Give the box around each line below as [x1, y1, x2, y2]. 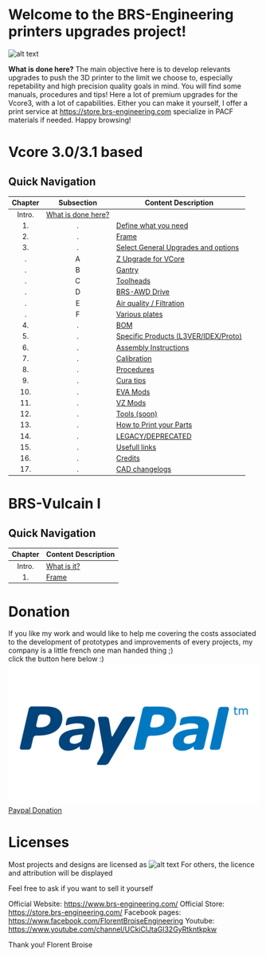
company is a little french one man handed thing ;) [8, 645, 174, 655]
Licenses [8, 833, 70, 852]
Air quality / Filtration [115, 298, 185, 308]
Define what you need [115, 221, 189, 230]
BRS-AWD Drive [115, 287, 170, 296]
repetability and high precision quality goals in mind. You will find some [8, 81, 241, 91]
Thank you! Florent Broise [8, 939, 93, 949]
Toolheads [115, 277, 151, 286]
